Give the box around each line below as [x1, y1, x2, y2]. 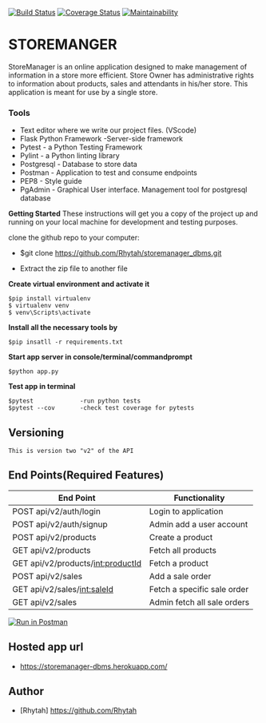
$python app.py [8, 367, 59, 375]
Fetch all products [149, 544, 217, 555]
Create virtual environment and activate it [8, 280, 150, 289]
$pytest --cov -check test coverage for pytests [8, 404, 195, 412]
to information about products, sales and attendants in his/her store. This [8, 78, 248, 88]
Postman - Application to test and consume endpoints [19, 168, 197, 177]
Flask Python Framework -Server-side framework [19, 134, 184, 144]
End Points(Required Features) [8, 468, 165, 483]
